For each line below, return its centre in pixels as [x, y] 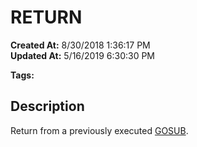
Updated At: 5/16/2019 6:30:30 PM [82, 55]
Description [47, 106]
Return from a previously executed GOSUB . [99, 130]
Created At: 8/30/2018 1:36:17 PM [80, 45]
